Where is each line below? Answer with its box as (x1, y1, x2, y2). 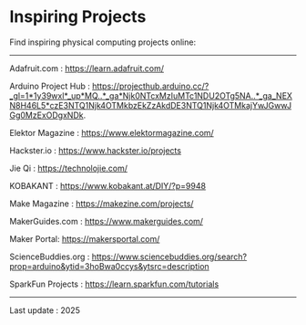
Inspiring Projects (9, 6, 147, 27)
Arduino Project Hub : (9, 80, 91, 91)
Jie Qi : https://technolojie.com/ (9, 162, 128, 173)
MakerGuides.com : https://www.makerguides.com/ (9, 215, 203, 226)
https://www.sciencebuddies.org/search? (91, 251, 248, 262)
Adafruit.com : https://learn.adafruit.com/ (9, 62, 165, 74)
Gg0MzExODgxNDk (9, 110, 84, 121)
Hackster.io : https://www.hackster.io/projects (9, 144, 182, 156)
